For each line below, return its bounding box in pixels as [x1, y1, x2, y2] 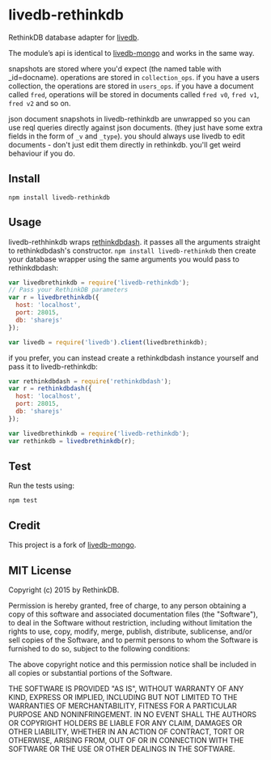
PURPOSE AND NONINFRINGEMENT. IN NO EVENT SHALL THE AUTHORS [8, 710, 257, 719]
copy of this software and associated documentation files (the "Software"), [8, 609, 259, 619]
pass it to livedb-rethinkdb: [8, 361, 99, 371]
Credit [8, 519, 40, 532]
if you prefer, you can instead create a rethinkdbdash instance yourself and [8, 352, 259, 362]
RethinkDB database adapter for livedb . [8, 32, 140, 42]
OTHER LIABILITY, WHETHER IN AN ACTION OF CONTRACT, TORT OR [8, 727, 244, 737]
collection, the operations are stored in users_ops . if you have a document [8, 81, 254, 91]
